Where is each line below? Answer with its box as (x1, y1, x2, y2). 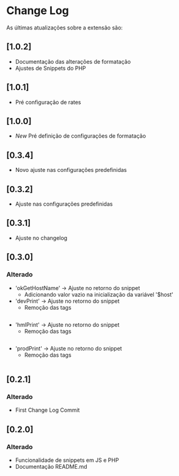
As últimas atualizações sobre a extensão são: (6, 24, 123, 31)
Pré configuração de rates (15, 99, 81, 106)
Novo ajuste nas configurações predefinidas (15, 166, 127, 174)
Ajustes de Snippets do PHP (15, 64, 87, 72)
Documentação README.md (15, 463, 87, 470)
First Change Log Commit (15, 406, 80, 414)
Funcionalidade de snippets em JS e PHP (15, 456, 119, 464)
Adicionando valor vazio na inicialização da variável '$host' (24, 291, 174, 298)
